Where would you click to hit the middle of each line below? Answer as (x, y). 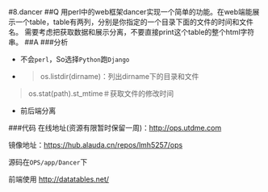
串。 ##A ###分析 (38, 42)
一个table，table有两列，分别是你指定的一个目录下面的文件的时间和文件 (134, 22)
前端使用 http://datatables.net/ (59, 179)
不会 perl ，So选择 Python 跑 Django (75, 59)
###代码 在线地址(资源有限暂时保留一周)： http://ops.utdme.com (115, 128)
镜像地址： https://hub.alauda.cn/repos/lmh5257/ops (96, 145)
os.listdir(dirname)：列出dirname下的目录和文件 (119, 76)
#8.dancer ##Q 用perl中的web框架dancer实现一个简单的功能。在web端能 (130, 12)
